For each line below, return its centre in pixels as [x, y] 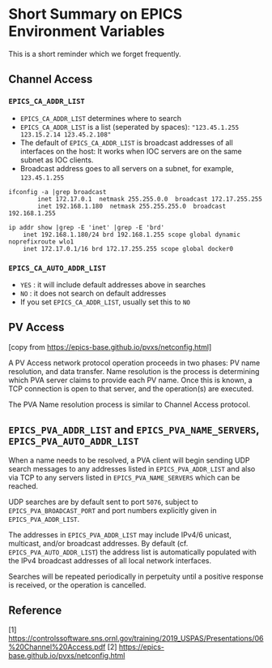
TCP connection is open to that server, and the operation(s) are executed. [131, 388]
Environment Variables [87, 31]
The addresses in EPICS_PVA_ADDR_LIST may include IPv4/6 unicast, [120, 534]
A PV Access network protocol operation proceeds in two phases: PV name [134, 363]
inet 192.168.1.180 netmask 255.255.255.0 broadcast [132, 206]
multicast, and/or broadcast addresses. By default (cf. [98, 543]
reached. [23, 486]
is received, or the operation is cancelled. [77, 584]
